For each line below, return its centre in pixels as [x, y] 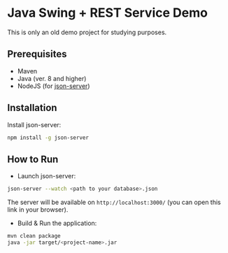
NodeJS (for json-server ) [54, 86]
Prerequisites [37, 54]
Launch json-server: [47, 176]
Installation [32, 108]
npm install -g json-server [48, 138]
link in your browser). [38, 210]
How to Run [33, 159]
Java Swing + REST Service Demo [108, 13]
